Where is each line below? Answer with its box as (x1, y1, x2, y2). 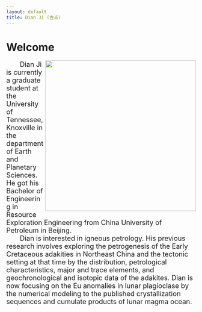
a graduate (6, 76, 41, 85)
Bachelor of (6, 187, 43, 196)
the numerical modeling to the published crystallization (6, 290, 182, 298)
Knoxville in (6, 123, 43, 133)
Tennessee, (6, 116, 43, 124)
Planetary (6, 163, 37, 172)
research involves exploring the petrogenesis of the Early (6, 242, 188, 251)
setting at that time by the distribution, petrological (6, 258, 167, 267)
